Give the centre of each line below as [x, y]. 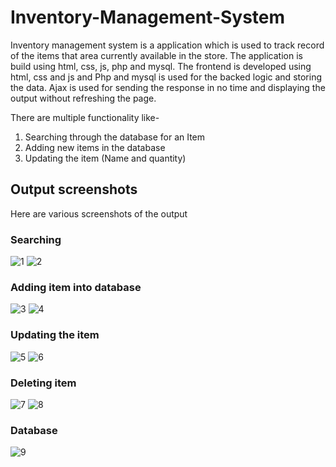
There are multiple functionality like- [85, 117]
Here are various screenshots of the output [99, 213]
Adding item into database [76, 287]
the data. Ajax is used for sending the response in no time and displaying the [168, 87]
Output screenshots [74, 189]
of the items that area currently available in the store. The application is [156, 55]
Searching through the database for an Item [115, 137]
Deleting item [43, 383]
